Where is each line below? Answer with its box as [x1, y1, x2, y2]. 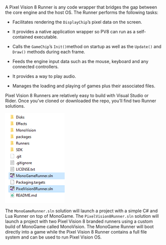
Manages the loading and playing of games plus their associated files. [12, 83, 156, 89]
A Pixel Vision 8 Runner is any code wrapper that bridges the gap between [5, 4, 158, 10]
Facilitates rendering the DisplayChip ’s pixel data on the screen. [12, 19, 142, 25]
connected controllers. [12, 64, 59, 69]
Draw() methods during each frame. [12, 49, 85, 55]
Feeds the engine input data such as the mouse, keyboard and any [12, 59, 149, 64]
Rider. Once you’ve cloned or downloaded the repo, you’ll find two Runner [5, 98, 157, 104]
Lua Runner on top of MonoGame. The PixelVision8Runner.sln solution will [5, 213, 159, 219]
